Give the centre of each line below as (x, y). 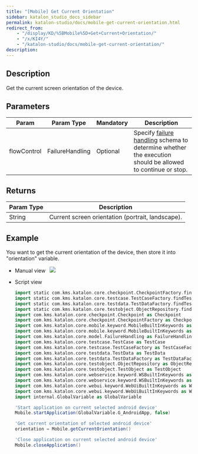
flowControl (25, 151)
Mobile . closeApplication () (48, 445)
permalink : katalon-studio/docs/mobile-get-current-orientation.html (93, 22)
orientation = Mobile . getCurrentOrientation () (73, 429)
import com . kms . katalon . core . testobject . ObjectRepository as (91, 364)
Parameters (28, 106)
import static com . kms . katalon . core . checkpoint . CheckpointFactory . (99, 293)
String (17, 217)
